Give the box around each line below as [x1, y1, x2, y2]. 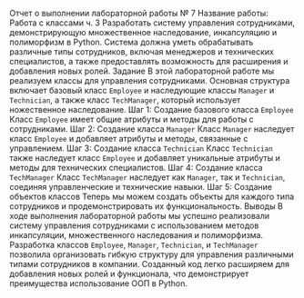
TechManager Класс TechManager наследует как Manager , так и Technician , [9, 172, 286, 183]
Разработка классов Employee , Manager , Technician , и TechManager [9, 240, 258, 250]
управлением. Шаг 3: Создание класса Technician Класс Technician [9, 143, 273, 154]
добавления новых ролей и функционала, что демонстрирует [9, 268, 249, 279]
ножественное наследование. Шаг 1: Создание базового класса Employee [9, 104, 294, 114]
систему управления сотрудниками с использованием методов [9, 220, 259, 231]
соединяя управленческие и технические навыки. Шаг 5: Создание [9, 182, 273, 192]
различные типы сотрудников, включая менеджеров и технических [9, 46, 275, 57]
